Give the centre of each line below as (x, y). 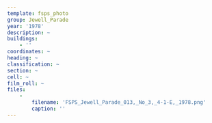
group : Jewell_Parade (38, 20)
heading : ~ (23, 58)
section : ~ (23, 70)
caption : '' (49, 109)
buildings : (23, 39)
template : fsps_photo (38, 13)
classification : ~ (33, 64)
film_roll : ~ (26, 83)
